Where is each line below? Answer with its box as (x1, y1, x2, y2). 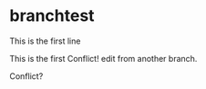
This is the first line (9, 35, 81, 46)
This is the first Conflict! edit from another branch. (9, 53, 198, 64)
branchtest (9, 5, 95, 26)
